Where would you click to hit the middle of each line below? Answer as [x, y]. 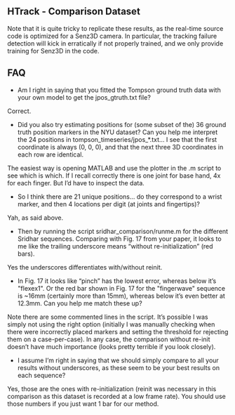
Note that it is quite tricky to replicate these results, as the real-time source [115, 28]
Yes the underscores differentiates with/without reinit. [85, 267]
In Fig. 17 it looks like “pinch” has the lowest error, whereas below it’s [117, 281]
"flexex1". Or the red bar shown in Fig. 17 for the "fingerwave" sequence [121, 288]
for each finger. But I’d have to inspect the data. [76, 183]
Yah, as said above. [35, 218]
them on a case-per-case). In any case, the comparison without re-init [109, 339]
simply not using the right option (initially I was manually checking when [111, 324]
